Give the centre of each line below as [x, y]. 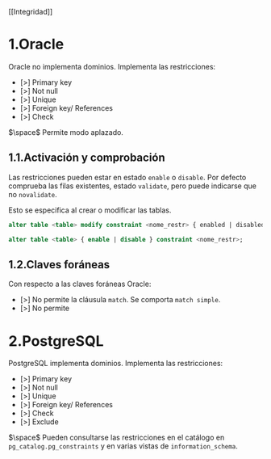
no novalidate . [33, 194]
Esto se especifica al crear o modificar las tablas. [90, 210]
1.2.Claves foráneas [59, 265]
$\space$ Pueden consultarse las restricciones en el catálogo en [117, 438]
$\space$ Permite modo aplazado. [66, 132]
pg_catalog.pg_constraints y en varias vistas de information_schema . [123, 446]
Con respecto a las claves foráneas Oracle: [80, 284]
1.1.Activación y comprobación [87, 158]
